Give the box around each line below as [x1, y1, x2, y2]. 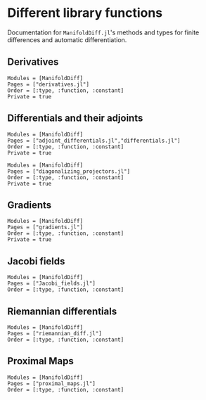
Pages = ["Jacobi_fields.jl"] [7, 280, 96, 288]
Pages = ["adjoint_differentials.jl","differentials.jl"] [7, 137, 181, 144]
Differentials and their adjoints [7, 112, 143, 124]
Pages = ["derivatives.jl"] [7, 81, 90, 88]
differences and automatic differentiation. [7, 35, 127, 44]
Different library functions [7, 5, 163, 21]
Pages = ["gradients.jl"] [7, 224, 83, 231]
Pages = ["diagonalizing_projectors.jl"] [7, 167, 131, 175]
